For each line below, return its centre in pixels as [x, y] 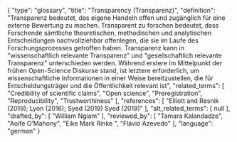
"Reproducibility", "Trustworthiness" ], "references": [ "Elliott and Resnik [113, 101]
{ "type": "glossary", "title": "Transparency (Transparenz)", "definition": [111, 10]
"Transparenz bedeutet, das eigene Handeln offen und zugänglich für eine [116, 18]
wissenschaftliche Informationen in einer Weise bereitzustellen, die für [110, 78]
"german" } [24, 131]
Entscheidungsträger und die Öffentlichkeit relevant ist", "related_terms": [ [116, 86]
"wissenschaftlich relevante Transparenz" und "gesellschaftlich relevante [115, 55]
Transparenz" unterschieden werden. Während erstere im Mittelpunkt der [115, 63]
